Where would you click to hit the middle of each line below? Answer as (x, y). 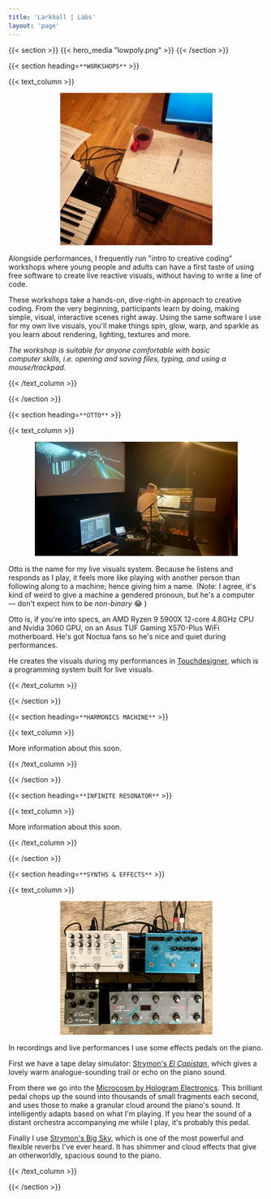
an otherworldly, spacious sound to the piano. (85, 1155)
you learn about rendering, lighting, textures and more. (100, 334)
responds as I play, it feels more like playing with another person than (125, 578)
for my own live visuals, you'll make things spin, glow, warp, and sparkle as (134, 326)
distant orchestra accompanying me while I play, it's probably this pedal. (129, 1122)
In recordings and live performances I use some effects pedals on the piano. (136, 1047)
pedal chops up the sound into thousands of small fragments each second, (134, 1096)
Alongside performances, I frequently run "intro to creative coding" (120, 258)
